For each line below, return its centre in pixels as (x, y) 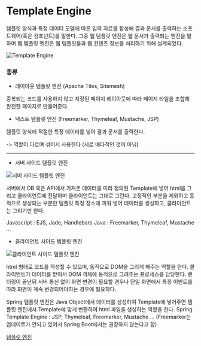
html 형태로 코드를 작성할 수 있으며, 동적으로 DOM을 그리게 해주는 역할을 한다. (97, 267)
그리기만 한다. (28, 211)
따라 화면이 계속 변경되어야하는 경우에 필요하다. (61, 289)
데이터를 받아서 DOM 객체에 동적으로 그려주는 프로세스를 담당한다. (109, 274)
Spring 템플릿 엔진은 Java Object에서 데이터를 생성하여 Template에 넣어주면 (96, 302)
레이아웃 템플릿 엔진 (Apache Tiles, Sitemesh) (70, 86)
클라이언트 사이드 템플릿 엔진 (48, 241)
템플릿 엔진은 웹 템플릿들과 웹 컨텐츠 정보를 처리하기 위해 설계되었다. (103, 43)
